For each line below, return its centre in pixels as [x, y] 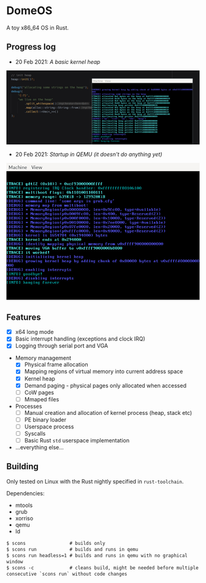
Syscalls [35, 433]
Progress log [31, 47]
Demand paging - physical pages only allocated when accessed [105, 385]
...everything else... [40, 447]
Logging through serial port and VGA [62, 346]
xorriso [24, 518]
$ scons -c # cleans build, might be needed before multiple [103, 568]
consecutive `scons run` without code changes [67, 574]
